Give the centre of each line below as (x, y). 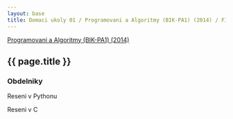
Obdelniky (25, 81)
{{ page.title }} (39, 61)
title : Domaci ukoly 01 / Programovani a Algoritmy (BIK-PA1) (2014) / (113, 20)
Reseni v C (23, 110)
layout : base (26, 13)
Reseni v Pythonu (32, 96)
